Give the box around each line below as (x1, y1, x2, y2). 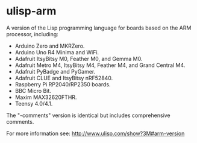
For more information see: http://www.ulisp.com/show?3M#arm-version (6, 130, 185, 137)
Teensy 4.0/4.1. (14, 100, 53, 107)
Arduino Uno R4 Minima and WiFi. (14, 48, 99, 56)
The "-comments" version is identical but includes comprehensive (6, 112, 170, 119)
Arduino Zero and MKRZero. (14, 42, 85, 49)
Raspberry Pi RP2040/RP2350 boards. (14, 80, 111, 88)
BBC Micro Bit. (14, 87, 51, 94)
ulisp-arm (6, 4, 57, 18)
